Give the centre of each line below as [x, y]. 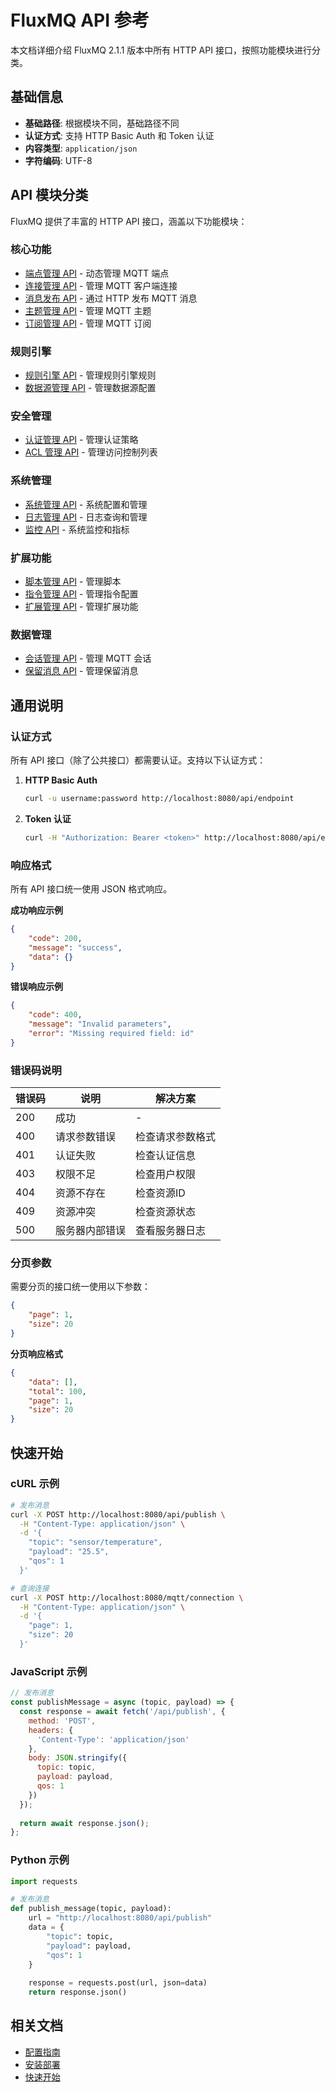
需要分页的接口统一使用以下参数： [80, 1287]
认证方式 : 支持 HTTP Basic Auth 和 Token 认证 [119, 135]
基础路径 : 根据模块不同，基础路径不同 [102, 123]
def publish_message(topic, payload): [91, 1909]
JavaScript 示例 [49, 1671]
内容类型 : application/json [81, 148]
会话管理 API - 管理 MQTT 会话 [88, 658]
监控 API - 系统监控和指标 [77, 529]
